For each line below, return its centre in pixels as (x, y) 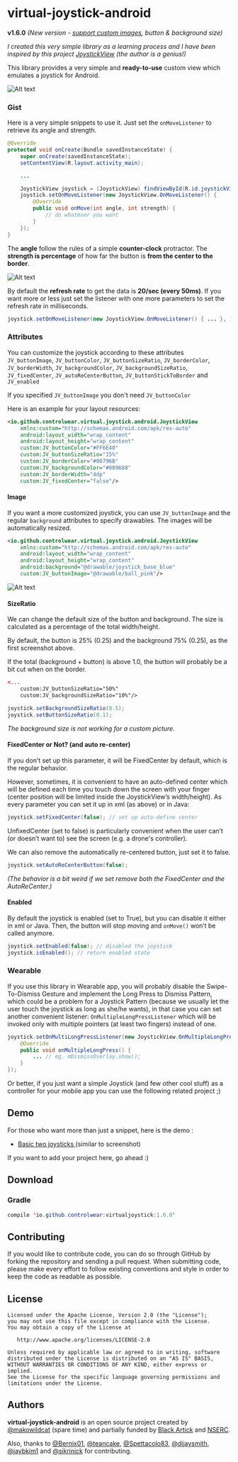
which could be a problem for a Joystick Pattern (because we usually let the (118, 1001)
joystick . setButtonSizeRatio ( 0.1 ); (60, 715)
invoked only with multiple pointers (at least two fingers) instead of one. (112, 1024)
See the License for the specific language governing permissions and (114, 1377)
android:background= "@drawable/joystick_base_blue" (98, 567)
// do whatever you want (82, 215)
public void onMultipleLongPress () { (76, 1050)
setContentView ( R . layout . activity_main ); (82, 163)
